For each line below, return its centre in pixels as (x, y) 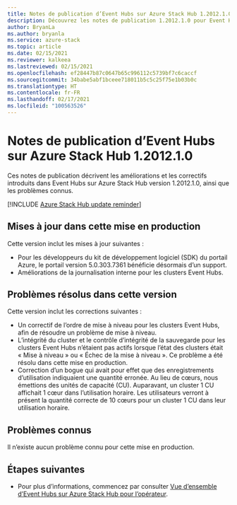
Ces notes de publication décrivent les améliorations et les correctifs (107, 175)
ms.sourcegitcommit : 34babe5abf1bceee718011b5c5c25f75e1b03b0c (102, 80)
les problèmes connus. (41, 190)
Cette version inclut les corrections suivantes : (75, 311)
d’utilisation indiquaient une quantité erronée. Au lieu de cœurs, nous (118, 378)
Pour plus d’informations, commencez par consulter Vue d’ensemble (117, 487)
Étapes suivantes (46, 469)
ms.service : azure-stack (44, 40)
